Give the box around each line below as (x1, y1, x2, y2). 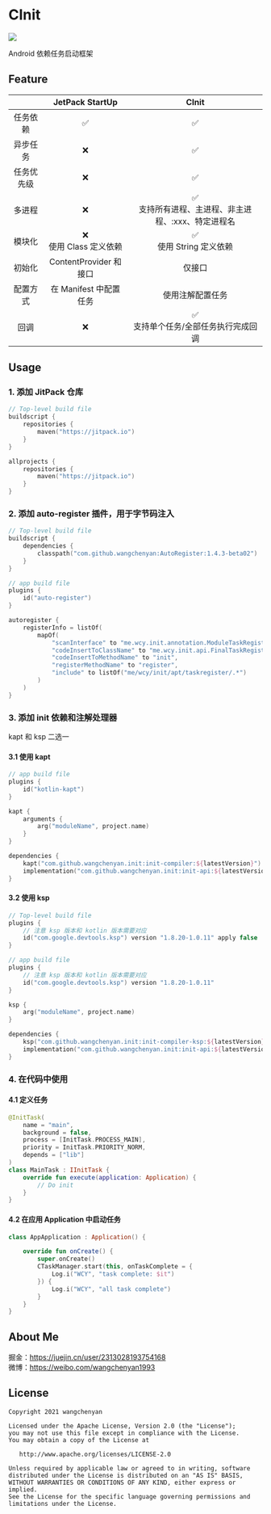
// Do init (37, 1181, 74, 1189)
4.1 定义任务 (8, 1095, 48, 1104)
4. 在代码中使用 (8, 1073, 69, 1084)
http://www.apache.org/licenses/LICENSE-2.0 (19, 1450, 172, 1458)
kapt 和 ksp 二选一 (8, 732, 70, 742)
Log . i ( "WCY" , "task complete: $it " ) (51, 1270, 175, 1278)
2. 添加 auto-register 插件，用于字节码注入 (8, 507, 175, 519)
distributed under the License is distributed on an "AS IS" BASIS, (8, 1471, 244, 1479)
